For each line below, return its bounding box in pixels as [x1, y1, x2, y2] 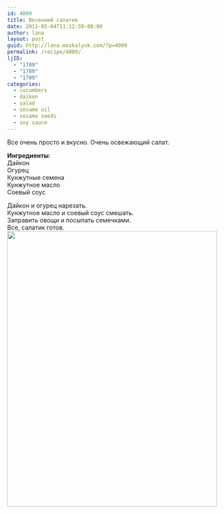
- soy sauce [13, 119, 48, 126]
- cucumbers [13, 87, 48, 94]
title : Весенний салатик [7, 17, 78, 23]
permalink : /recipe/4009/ [7, 49, 81, 56]
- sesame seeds [13, 112, 57, 119]
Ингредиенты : [7, 151, 51, 159]
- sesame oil [13, 106, 51, 113]
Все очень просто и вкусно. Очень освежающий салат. [7, 138, 170, 146]
